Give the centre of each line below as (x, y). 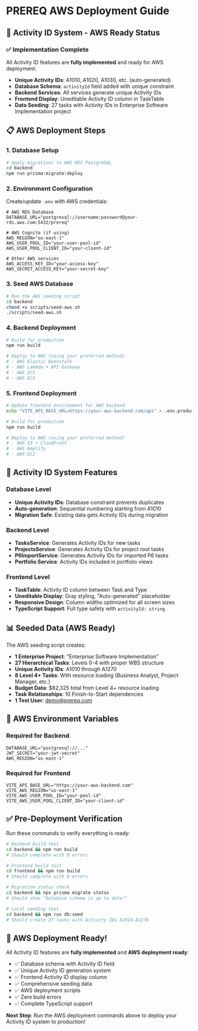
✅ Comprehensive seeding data (53, 984)
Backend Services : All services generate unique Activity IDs (88, 92)
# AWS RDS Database (30, 212)
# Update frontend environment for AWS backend (66, 405)
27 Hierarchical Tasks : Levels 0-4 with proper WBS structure (89, 663)
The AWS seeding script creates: (46, 645)
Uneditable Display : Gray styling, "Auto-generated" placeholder (93, 596)
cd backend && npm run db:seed (44, 914)
